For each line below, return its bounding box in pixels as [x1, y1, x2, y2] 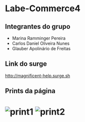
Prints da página [5, 87, 56, 95]
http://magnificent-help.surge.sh [5, 73, 70, 79]
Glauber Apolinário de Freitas [12, 46, 71, 51]
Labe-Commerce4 [5, 3, 81, 14]
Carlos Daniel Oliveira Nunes [12, 41, 69, 46]
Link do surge [5, 60, 47, 68]
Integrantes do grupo [5, 22, 70, 31]
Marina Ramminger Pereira [12, 35, 66, 41]
